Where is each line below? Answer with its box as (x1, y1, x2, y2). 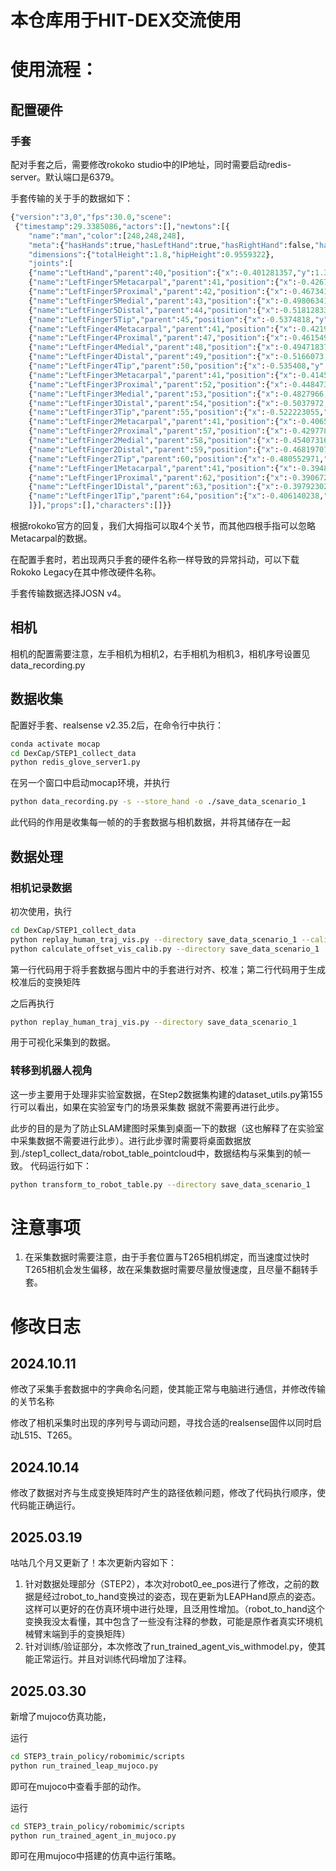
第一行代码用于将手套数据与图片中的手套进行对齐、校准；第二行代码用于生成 (10, 963, 326, 975)
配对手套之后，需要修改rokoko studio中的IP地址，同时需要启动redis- (10, 159, 292, 171)
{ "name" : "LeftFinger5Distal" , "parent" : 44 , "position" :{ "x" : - (28, 305, 284, 315)
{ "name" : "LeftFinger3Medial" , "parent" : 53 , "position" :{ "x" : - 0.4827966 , (28, 389, 329, 399)
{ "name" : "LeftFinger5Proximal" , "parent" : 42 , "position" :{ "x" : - (28, 287, 293, 297)
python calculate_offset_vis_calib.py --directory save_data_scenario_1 (10, 944, 320, 954)
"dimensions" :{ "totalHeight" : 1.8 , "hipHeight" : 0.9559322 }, (28, 249, 275, 260)
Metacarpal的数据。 (10, 532, 93, 545)
